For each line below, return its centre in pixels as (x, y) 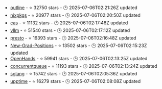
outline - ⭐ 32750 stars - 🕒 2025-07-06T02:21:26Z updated (74, 8)
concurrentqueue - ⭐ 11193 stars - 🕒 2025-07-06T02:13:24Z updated (84, 66)
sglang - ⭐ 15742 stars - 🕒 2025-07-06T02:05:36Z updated (74, 74)
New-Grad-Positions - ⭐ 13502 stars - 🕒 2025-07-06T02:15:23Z (78, 46)
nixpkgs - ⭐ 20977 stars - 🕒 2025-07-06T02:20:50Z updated (75, 15)
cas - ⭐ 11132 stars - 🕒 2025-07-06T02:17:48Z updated (69, 23)
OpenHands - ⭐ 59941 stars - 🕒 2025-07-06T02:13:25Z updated (79, 58)
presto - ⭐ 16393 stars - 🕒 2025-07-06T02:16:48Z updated (73, 38)
